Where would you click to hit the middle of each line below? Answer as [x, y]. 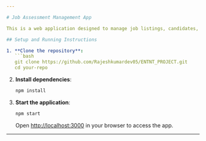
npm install [30, 91]
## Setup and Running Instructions [52, 40]
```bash [24, 56]
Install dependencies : [43, 79]
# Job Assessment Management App [49, 17]
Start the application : [43, 102]
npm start [28, 113]
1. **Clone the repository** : [45, 51]
